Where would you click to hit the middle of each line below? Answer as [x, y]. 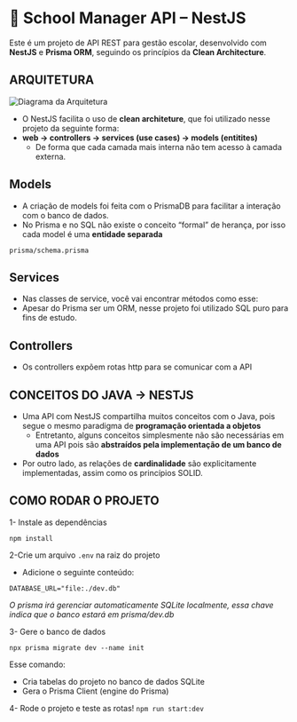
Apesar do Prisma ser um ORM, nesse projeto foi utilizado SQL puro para [155, 308]
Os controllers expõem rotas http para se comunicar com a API [137, 367]
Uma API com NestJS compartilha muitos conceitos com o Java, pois [148, 416]
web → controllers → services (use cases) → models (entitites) [140, 138]
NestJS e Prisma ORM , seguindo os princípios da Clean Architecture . [138, 52]
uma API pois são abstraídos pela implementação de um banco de [158, 444]
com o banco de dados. [65, 215]
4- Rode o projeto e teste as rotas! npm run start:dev [106, 708]
